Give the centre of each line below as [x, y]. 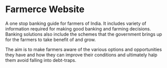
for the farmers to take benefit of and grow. [51, 40]
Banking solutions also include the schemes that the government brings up [84, 34]
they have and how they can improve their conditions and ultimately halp [81, 55]
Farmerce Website [45, 9]
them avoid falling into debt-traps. [41, 60]
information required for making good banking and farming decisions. [78, 28]
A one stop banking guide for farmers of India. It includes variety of [76, 23]
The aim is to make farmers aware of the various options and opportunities [83, 49]
